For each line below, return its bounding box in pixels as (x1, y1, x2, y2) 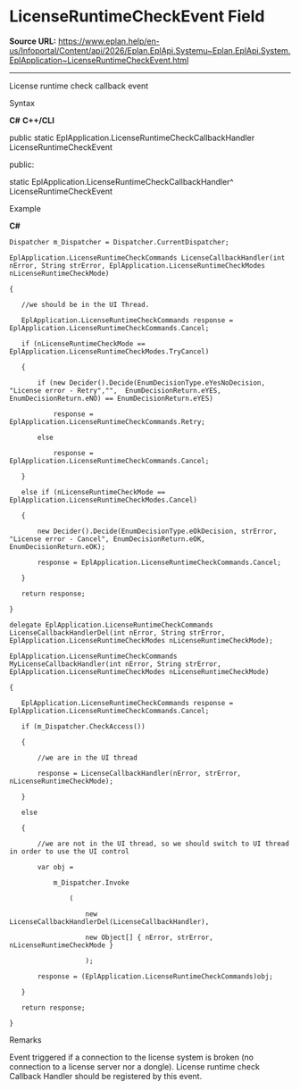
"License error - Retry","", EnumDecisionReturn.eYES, (9, 386, 221, 395)
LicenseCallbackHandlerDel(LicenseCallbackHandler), (9, 917, 210, 926)
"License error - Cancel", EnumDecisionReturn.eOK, (9, 534, 205, 544)
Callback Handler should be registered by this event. (9, 1070, 203, 1081)
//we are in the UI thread (37, 753, 138, 762)
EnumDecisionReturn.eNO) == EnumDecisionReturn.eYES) (9, 394, 214, 403)
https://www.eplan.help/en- (57, 36, 161, 46)
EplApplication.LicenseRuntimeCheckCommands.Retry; (9, 417, 205, 426)
